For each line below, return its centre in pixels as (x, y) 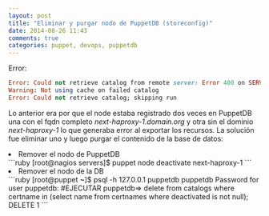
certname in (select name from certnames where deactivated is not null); (128, 196)
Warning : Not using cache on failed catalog (84, 90)
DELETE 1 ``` (28, 205)
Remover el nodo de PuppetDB (69, 154)
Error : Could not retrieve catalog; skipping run (93, 98)
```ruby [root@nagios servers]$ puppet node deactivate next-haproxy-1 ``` (130, 162)
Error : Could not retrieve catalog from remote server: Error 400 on (127, 83)
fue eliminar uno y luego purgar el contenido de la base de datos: (116, 138)
